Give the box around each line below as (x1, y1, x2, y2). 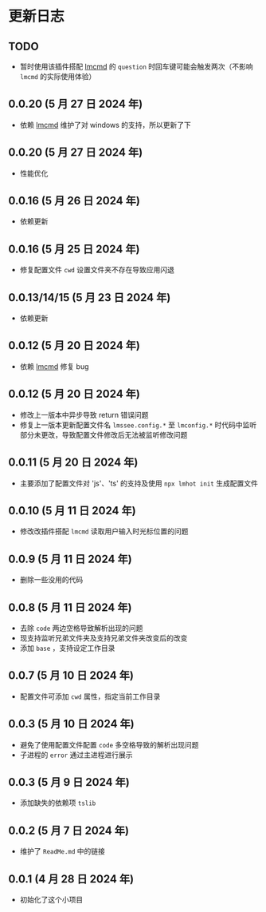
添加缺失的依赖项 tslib (19, 798, 96, 807)
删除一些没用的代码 (19, 575, 84, 585)
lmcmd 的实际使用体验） (19, 72, 96, 81)
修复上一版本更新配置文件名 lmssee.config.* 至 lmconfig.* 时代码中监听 (19, 420, 257, 430)
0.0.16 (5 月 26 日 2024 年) (8, 194, 141, 208)
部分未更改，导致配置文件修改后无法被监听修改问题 (19, 430, 188, 439)
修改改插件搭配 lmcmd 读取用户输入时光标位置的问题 (19, 526, 189, 536)
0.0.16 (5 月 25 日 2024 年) (8, 242, 140, 256)
